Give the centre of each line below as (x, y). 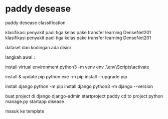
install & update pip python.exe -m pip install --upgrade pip (66, 76)
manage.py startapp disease (35, 101)
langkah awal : (20, 57)
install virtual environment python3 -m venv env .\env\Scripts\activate (77, 67)
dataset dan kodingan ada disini (38, 47)
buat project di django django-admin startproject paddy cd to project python (84, 96)
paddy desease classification (35, 23)
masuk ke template (25, 111)
